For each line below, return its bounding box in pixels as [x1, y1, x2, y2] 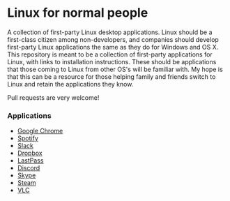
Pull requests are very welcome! [7, 93, 100, 102]
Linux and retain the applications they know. [7, 80, 134, 88]
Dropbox [17, 149, 43, 158]
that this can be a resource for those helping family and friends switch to [7, 72, 216, 81]
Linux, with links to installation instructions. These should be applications [7, 57, 217, 66]
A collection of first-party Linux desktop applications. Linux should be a [7, 28, 213, 36]
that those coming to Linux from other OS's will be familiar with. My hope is [7, 65, 223, 73]
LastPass [17, 156, 44, 165]
